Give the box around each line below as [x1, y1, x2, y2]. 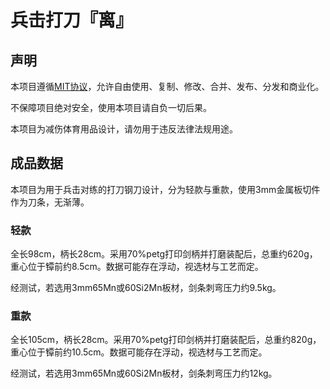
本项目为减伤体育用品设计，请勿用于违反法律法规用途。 [10, 123, 238, 135]
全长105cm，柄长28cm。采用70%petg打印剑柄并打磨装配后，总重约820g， [10, 334, 322, 346]
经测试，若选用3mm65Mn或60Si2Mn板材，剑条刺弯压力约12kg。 [10, 367, 278, 380]
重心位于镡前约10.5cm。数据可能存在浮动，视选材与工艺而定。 [10, 346, 268, 358]
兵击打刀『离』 [10, 9, 134, 32]
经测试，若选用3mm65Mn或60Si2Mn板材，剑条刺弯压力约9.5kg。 [10, 282, 282, 294]
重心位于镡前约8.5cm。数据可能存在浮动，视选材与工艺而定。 [10, 261, 264, 273]
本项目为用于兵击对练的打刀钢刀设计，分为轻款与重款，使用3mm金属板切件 [10, 183, 321, 195]
